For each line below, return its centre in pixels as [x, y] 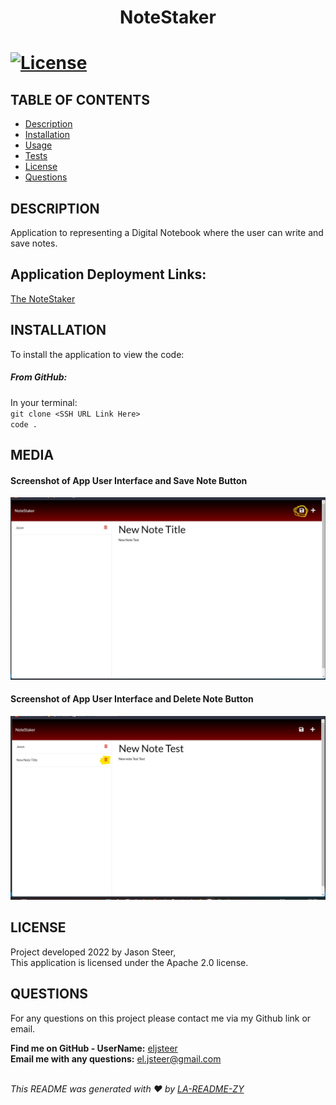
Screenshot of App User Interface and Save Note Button [129, 480]
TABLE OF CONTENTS [80, 99]
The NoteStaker [43, 298]
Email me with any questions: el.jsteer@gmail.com [116, 1058]
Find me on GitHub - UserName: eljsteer [94, 1048]
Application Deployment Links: [108, 274]
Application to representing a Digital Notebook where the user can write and [167, 232]
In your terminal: [44, 402]
